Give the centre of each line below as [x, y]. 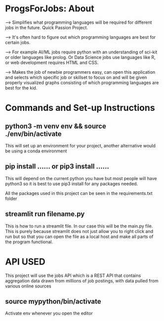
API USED [25, 261]
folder [11, 198]
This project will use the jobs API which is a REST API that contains [73, 275]
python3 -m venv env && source [56, 126]
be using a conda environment [36, 151]
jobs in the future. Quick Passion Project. [46, 27]
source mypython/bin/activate [53, 301]
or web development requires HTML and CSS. [52, 62]
